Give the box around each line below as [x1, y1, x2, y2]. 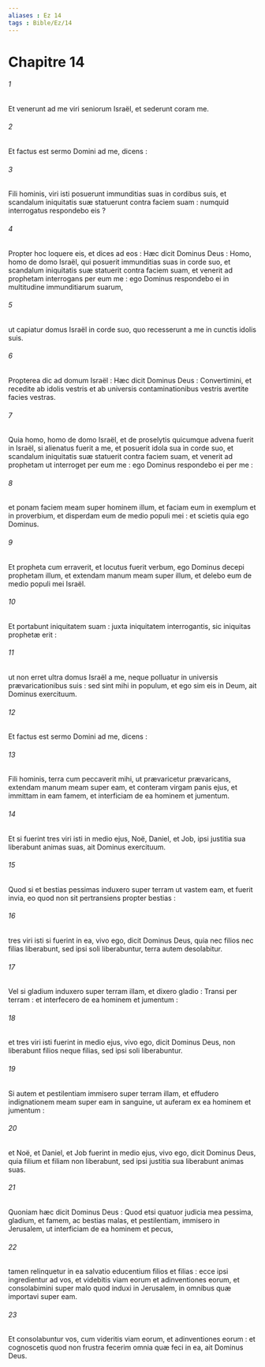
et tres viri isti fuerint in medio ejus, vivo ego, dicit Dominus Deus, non [8, 1037, 236, 1047]
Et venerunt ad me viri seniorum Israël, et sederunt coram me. [8, 104, 209, 113]
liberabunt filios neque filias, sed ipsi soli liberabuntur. [8, 1046, 183, 1056]
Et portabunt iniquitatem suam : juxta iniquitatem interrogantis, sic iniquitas [8, 621, 251, 631]
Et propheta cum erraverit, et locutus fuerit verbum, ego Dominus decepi [8, 562, 244, 571]
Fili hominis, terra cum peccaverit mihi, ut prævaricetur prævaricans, [8, 774, 231, 784]
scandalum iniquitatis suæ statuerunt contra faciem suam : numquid [8, 198, 229, 207]
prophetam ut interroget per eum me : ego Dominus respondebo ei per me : [8, 460, 254, 470]
